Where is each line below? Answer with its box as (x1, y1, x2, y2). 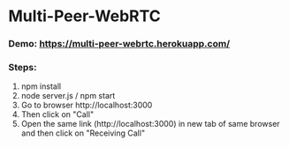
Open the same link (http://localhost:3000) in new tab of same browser (20, 119, 280, 129)
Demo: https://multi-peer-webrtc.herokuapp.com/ (8, 38, 231, 50)
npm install (20, 81, 62, 92)
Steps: (8, 62, 37, 74)
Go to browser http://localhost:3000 (20, 99, 153, 111)
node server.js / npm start (20, 91, 116, 101)
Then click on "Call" (20, 109, 95, 120)
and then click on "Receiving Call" (20, 128, 146, 138)
